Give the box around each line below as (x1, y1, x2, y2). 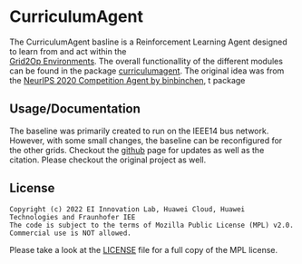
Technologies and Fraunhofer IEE (9, 212, 136, 221)
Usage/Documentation (9, 102, 141, 117)
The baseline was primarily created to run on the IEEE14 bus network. (9, 125, 269, 136)
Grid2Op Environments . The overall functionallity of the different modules (9, 55, 284, 66)
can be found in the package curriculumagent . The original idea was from (9, 65, 285, 76)
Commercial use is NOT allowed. (9, 229, 132, 238)
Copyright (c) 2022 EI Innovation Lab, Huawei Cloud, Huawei (9, 204, 246, 214)
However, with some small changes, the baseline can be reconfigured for (9, 134, 283, 146)
